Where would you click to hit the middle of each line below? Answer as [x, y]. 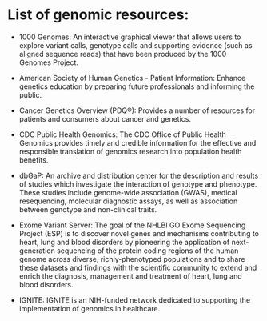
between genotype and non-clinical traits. [88, 209]
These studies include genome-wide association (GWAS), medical [128, 192]
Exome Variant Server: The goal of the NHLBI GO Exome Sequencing [132, 225]
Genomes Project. [49, 62]
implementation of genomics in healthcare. [90, 308]
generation [37, 251]
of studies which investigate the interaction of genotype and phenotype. [138, 184]
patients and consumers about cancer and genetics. [105, 118]
